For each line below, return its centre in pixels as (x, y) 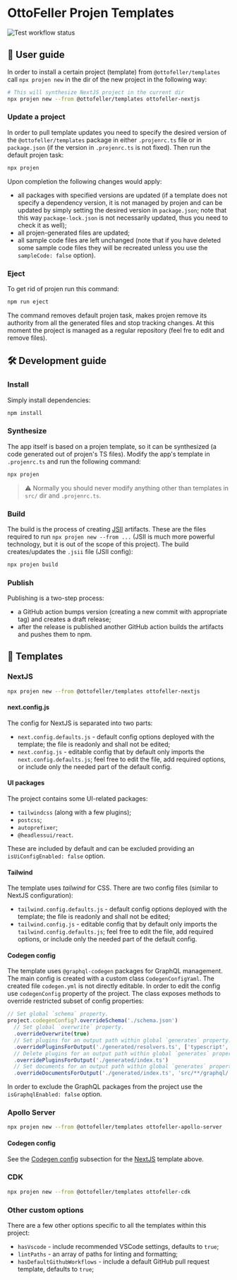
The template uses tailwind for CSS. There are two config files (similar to (113, 888)
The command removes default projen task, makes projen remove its (107, 315)
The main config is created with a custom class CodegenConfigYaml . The (111, 979)
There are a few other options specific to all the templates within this (107, 1226)
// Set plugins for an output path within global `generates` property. (123, 1040)
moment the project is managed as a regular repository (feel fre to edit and (116, 330)
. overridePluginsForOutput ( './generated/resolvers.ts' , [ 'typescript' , (121, 1047)
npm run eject (28, 302)
